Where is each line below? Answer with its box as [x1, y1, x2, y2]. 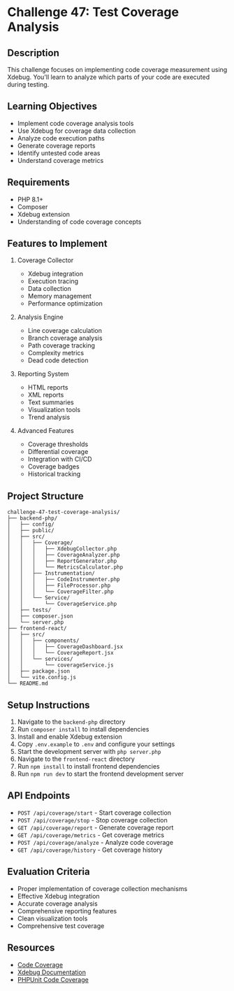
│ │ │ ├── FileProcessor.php [7, 582, 111, 590]
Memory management [27, 292, 92, 301]
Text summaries [27, 398, 75, 406]
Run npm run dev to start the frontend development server [17, 770, 184, 778]
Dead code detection [27, 356, 89, 364]
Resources [7, 942, 55, 954]
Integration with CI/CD [27, 455, 92, 464]
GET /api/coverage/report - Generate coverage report [17, 823, 174, 832]
